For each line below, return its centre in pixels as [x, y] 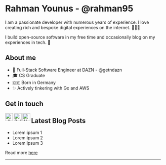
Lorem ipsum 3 [27, 143]
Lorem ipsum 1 [27, 132]
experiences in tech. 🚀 [28, 42]
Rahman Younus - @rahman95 [69, 9]
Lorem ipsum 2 [27, 138]
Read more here [21, 152]
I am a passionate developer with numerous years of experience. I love [77, 22]
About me [21, 58]
